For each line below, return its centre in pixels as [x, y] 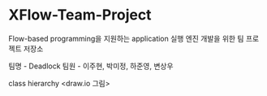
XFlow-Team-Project [80, 15]
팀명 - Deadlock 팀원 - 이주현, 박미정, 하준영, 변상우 [91, 66]
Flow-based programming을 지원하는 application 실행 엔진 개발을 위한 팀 [127, 38]
